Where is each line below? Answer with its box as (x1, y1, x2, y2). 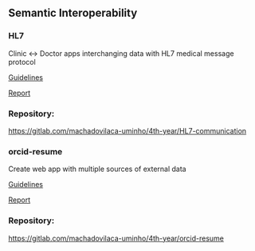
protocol (8, 57, 36, 66)
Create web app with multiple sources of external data (8, 164, 186, 174)
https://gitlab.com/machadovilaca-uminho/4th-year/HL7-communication (8, 125, 247, 135)
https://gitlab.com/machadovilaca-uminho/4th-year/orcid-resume (8, 233, 225, 243)
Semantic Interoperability (8, 6, 138, 20)
